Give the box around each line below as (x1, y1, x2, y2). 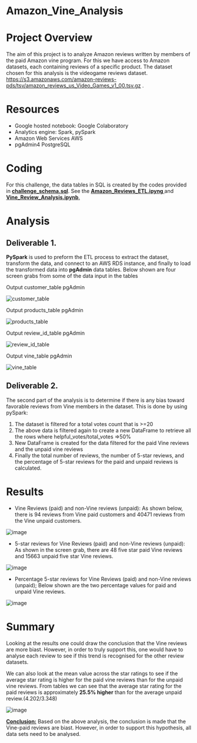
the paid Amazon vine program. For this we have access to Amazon (6, 57, 170, 64)
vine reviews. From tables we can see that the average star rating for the (6, 682, 182, 689)
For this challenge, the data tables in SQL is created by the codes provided (6, 181, 187, 188)
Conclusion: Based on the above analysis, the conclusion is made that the (6, 718, 186, 725)
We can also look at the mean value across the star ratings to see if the (6, 670, 178, 677)
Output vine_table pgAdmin (6, 352, 72, 359)
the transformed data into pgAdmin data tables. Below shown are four (6, 266, 176, 273)
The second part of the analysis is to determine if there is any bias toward (6, 397, 185, 404)
